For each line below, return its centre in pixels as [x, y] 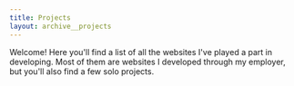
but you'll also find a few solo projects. [82, 71]
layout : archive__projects [61, 26]
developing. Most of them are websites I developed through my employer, [148, 62]
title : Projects [40, 18]
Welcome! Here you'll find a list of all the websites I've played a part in [141, 52]
